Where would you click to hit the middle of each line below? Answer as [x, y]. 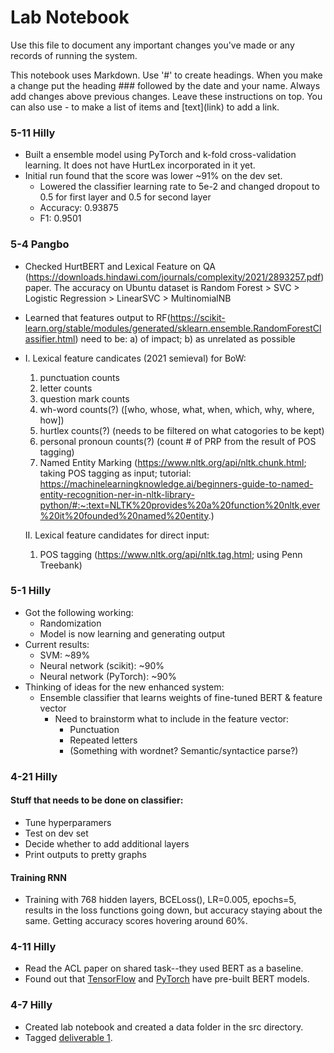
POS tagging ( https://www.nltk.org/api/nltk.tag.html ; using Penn [171, 554]
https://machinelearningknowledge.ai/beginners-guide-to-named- [176, 483]
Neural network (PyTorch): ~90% [108, 676]
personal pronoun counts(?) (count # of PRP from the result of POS [178, 441]
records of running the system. [74, 55]
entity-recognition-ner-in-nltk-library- [117, 494]
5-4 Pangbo [40, 244]
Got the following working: [79, 612]
